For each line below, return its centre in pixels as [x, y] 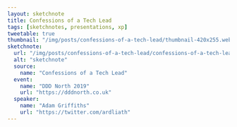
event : [23, 79]
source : [25, 66]
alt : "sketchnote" [41, 60]
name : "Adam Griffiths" [55, 106]
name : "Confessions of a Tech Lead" [74, 73]
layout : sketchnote [36, 14]
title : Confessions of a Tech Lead [60, 20]
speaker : [26, 99]
